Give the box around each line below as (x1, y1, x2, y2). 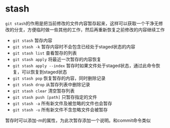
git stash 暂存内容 (12, 37, 53, 43)
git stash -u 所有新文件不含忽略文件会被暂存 (12, 106, 108, 112)
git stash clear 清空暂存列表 (12, 88, 75, 94)
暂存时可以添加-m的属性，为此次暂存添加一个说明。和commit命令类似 (5, 117, 151, 123)
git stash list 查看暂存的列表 (12, 50, 77, 56)
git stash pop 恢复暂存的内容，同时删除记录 (12, 75, 106, 81)
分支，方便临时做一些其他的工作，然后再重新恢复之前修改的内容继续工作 (14, 26, 165, 33)
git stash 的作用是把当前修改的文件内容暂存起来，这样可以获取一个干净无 (5, 20, 159, 26)
